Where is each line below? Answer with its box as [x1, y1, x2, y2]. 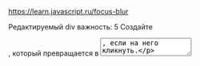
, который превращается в [8, 49, 99, 58]
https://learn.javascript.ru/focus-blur [8, 7, 129, 16]
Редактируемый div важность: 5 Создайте [8, 22, 154, 31]
